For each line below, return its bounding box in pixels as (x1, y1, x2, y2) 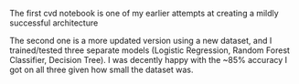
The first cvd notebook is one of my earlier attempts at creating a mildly (9, 8, 279, 18)
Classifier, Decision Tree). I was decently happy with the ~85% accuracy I (9, 55, 288, 65)
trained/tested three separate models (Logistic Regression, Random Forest (9, 45, 291, 56)
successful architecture (9, 17, 99, 28)
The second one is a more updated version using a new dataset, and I (9, 36, 272, 46)
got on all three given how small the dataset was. (9, 64, 194, 75)
